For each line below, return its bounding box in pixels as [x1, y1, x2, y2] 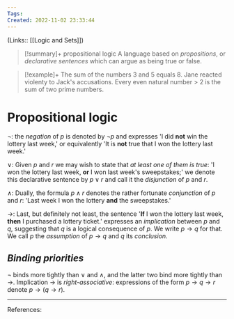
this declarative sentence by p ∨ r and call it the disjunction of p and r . [7, 176, 208, 184]
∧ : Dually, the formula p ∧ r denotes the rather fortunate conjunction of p [7, 189, 216, 197]
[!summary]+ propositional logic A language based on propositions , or [24, 49, 226, 58]
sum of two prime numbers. [24, 85, 104, 93]
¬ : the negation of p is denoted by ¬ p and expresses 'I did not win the [7, 132, 208, 141]
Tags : [7, 10, 23, 17]
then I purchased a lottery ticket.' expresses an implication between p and [7, 217, 221, 226]
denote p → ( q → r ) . [7, 286, 65, 294]
